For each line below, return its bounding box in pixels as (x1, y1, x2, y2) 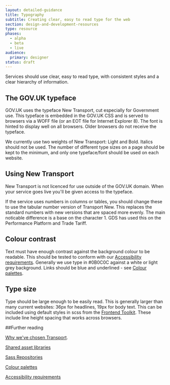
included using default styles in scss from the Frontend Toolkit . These (5, 309, 151, 315)
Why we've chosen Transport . (5, 334, 69, 340)
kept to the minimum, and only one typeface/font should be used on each (5, 150, 159, 156)
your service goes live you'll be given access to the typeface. (5, 188, 133, 195)
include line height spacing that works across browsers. (5, 314, 122, 321)
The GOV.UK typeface (5, 94, 77, 102)
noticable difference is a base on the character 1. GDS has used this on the (5, 214, 161, 221)
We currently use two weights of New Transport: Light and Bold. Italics (5, 139, 153, 145)
